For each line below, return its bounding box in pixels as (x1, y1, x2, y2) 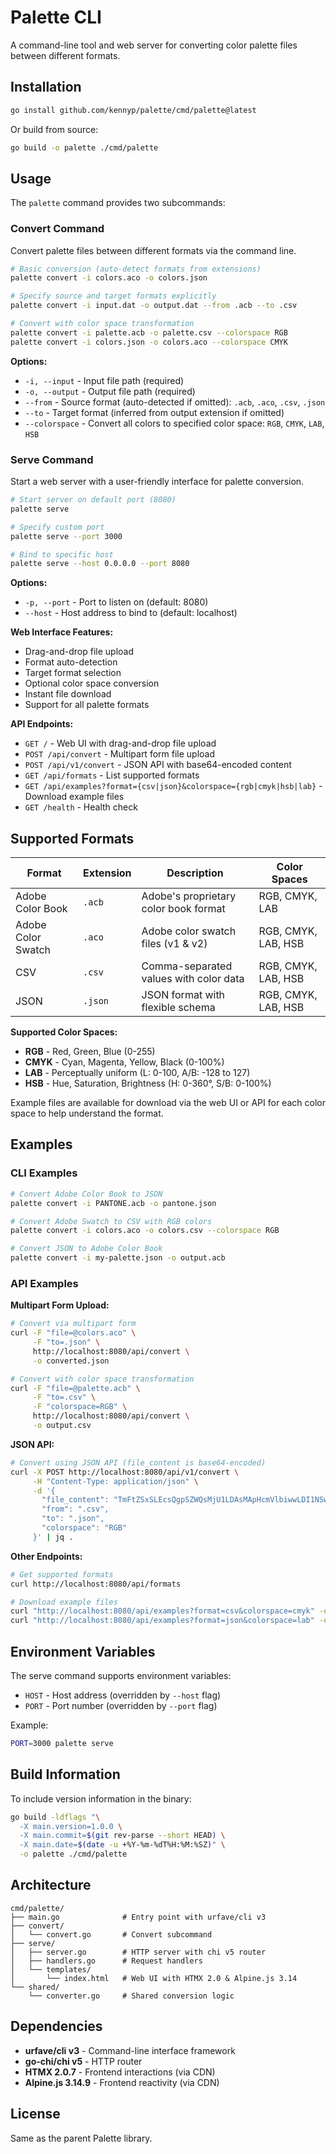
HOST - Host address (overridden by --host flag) (24, 1689, 222, 1701)
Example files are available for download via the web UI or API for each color (10, 1097, 326, 1109)
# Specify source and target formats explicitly (10, 291, 217, 301)
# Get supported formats (10, 1569, 114, 1580)
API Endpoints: (10, 718, 74, 730)
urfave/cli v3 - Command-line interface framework (24, 2044, 236, 2056)
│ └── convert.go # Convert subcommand (10, 1929, 213, 1940)
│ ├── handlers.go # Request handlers (10, 1956, 203, 1966)
